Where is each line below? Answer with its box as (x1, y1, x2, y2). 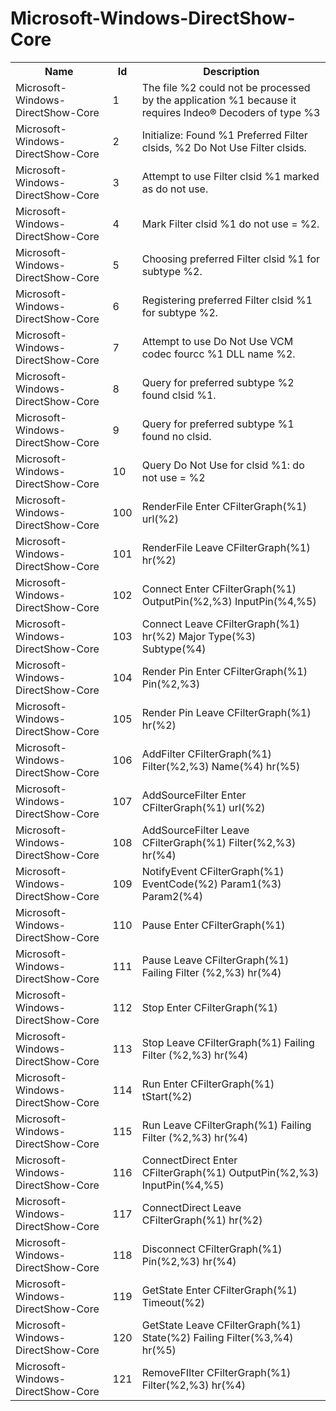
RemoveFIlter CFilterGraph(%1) (141, 1365, 292, 1379)
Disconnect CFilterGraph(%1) (141, 1242, 283, 1256)
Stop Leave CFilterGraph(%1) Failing (141, 1035, 315, 1049)
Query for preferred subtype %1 (141, 417, 295, 431)
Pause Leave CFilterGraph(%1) (141, 953, 290, 967)
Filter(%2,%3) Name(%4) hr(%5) (141, 759, 301, 773)
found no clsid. (141, 429, 212, 443)
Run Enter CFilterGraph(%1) (141, 1077, 275, 1091)
